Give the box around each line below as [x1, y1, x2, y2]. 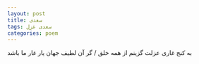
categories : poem [7, 29, 59, 37]
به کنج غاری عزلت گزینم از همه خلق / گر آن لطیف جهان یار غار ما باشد [7, 49, 193, 57]
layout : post [7, 10, 46, 17]
